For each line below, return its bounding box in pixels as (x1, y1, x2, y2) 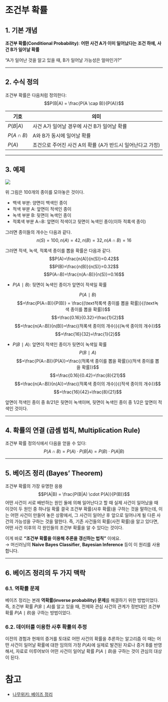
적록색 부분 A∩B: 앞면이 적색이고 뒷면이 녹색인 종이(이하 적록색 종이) (12, 218, 146, 224)
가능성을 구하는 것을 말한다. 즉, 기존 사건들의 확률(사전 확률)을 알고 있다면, (14, 518, 159, 524)
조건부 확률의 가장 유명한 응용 (5, 483, 63, 489)
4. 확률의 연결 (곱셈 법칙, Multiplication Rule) (5, 426, 140, 435)
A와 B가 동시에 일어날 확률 (32, 132, 91, 139)
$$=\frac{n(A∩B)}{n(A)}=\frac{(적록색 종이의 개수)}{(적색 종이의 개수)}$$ (14, 381, 161, 387)
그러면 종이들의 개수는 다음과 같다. (5, 229, 72, 235)
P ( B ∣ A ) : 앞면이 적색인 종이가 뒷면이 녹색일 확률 (12, 341, 107, 347)
